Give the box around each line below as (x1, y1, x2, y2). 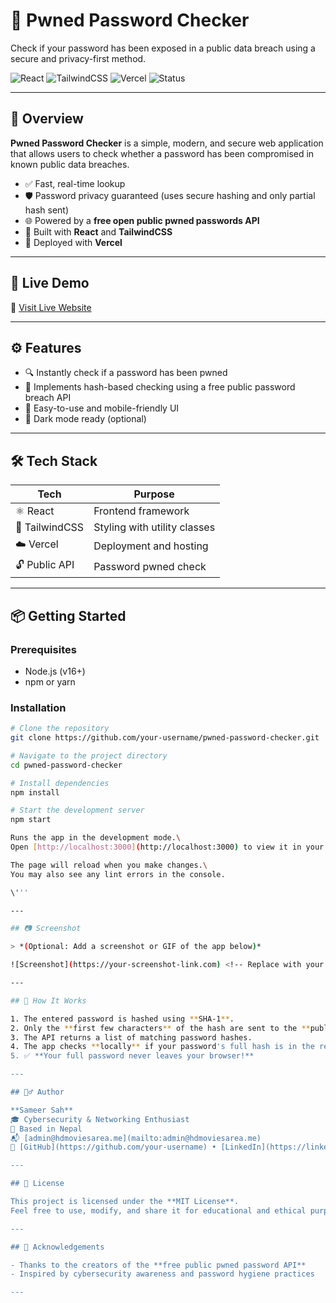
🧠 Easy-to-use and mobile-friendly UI (24, 402, 180, 414)
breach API (24, 392, 72, 404)
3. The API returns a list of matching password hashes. (10, 1032, 253, 1043)
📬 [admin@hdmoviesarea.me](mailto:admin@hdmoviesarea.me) (10, 1133, 262, 1143)
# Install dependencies (10, 778, 110, 788)
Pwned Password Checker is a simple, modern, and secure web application (10, 137, 324, 149)
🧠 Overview (10, 110, 84, 128)
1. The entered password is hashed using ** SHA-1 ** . (10, 1014, 235, 1024)
